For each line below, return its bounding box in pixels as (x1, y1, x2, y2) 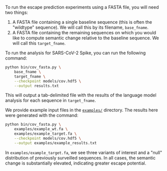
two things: (5, 9, 28, 15)
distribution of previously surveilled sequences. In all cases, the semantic (5, 155, 156, 161)
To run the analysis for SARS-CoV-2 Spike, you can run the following (5, 50, 146, 56)
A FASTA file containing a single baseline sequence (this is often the (12, 19, 152, 25)
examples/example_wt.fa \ (14, 127, 68, 132)
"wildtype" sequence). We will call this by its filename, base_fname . (12, 24, 149, 30)
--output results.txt (14, 83, 59, 88)
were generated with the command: (5, 112, 79, 118)
